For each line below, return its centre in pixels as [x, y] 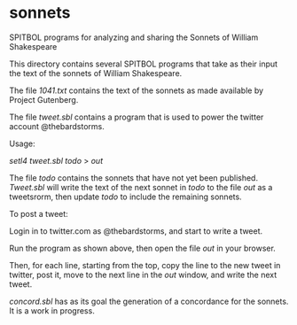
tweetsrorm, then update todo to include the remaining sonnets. [125, 197]
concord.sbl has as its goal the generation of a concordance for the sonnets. [149, 301]
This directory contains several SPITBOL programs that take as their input [143, 64]
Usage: [22, 143]
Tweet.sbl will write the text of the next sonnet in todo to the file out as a [141, 187]
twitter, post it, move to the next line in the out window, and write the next [143, 275]
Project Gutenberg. [44, 99]
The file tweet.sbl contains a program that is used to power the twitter [137, 117]
